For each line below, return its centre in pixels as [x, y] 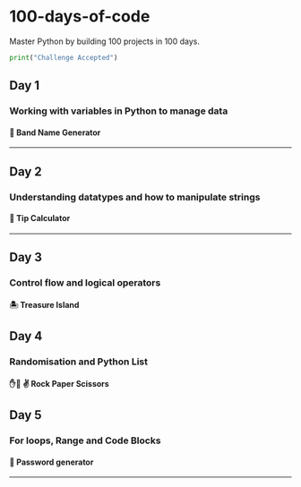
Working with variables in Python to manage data [119, 111]
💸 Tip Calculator [40, 218]
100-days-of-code [80, 17]
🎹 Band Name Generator [55, 132]
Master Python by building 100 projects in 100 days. [104, 41]
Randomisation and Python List [78, 362]
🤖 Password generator [52, 462]
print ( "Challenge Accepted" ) [64, 57]
